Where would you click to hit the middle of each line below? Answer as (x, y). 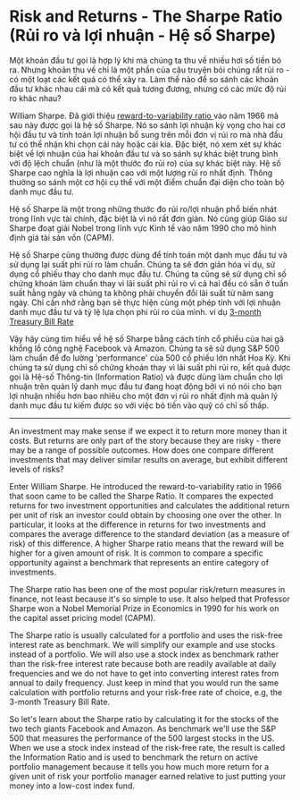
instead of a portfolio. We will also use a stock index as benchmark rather (144, 654)
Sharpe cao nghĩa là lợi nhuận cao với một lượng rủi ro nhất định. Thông (141, 173)
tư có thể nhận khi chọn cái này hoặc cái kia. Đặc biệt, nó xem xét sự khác (146, 144)
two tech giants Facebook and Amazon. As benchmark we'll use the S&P (143, 728)
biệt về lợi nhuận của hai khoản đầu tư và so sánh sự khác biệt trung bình (144, 153)
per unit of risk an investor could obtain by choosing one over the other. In (146, 515)
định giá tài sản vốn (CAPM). (62, 237)
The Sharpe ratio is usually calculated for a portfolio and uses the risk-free (146, 635)
